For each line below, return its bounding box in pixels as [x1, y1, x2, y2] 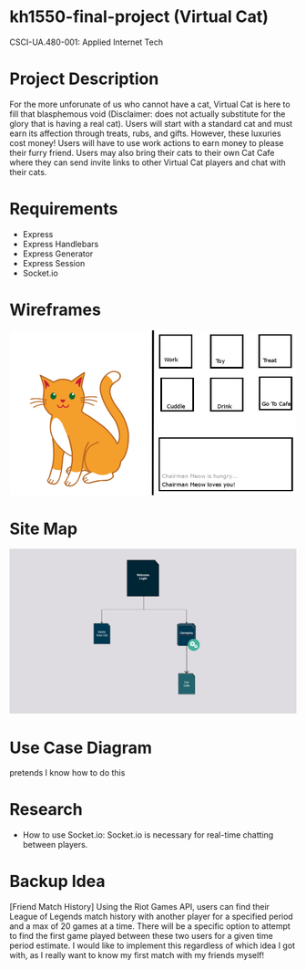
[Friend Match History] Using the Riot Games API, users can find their [9, 902, 270, 913]
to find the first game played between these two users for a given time [9, 931, 273, 942]
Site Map [9, 518, 78, 539]
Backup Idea [9, 871, 106, 892]
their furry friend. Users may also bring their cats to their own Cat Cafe [9, 147, 275, 158]
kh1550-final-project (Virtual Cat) [9, 6, 269, 27]
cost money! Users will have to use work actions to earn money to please [9, 137, 284, 148]
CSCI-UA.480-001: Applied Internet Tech [9, 37, 164, 47]
